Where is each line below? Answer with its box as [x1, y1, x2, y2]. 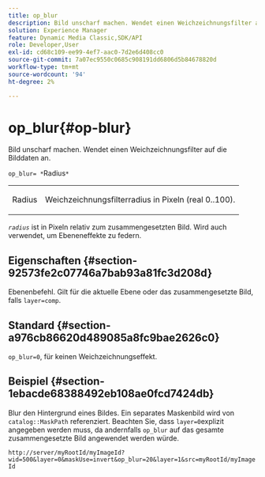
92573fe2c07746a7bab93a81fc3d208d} [8, 266, 213, 279]
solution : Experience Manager [8, 26, 108, 34]
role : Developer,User [8, 41, 80, 49]
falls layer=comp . [8, 296, 62, 305]
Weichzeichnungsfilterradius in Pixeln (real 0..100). [44, 195, 236, 206]
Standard [8, 318, 55, 332]
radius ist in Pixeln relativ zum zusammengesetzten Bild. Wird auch [8, 222, 227, 232]
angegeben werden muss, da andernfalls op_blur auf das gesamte [8, 425, 225, 434]
